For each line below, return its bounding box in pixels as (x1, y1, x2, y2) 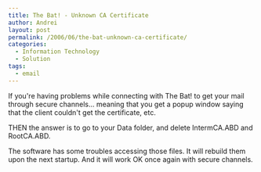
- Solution (15, 56, 51, 63)
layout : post (8, 26, 51, 34)
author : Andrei (8, 19, 58, 27)
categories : (8, 41, 47, 48)
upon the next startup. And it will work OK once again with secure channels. (8, 154, 253, 164)
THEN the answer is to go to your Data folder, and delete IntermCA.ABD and (8, 123, 253, 132)
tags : (8, 63, 26, 70)
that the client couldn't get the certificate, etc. (8, 107, 157, 117)
